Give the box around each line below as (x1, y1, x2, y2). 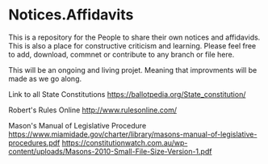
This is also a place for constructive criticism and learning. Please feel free (8, 40, 257, 50)
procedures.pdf (8, 137, 61, 147)
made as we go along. (8, 74, 82, 83)
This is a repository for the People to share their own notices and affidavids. (8, 32, 261, 42)
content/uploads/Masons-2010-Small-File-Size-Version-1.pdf (8, 146, 212, 156)
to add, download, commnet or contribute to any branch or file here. (8, 49, 235, 59)
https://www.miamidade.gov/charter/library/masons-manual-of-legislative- (8, 129, 258, 139)
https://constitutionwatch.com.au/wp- (61, 137, 188, 147)
